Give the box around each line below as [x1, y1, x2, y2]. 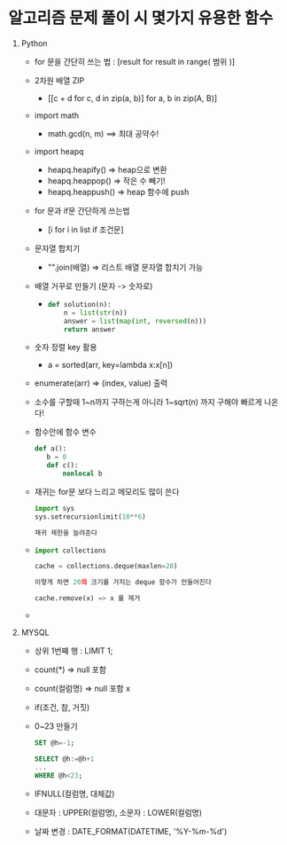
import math [34, 110, 80, 121]
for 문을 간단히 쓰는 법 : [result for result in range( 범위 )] [34, 56, 236, 67]
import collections [34, 546, 107, 555]
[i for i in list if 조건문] [47, 223, 125, 235]
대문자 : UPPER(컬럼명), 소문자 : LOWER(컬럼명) [34, 807, 203, 818]
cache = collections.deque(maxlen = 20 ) [34, 562, 178, 571]
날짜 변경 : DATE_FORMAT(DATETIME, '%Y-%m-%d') [34, 825, 228, 836]
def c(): [46, 461, 79, 470]
